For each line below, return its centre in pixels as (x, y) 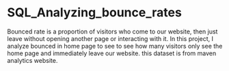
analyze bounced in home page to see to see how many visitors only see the (115, 46)
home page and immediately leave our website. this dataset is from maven (112, 53)
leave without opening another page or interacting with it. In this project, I (110, 38)
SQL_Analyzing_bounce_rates (95, 13)
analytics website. (32, 60)
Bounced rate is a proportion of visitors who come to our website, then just (112, 31)
